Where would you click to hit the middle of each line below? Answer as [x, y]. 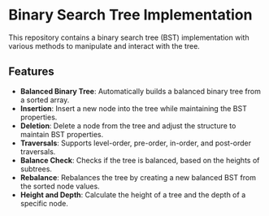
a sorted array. [45, 100]
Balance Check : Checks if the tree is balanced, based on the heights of [140, 160]
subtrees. [36, 169]
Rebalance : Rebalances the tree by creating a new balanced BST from [138, 177]
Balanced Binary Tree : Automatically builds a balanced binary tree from [141, 91]
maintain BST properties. [62, 134]
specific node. [44, 203]
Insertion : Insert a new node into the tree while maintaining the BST [134, 108]
